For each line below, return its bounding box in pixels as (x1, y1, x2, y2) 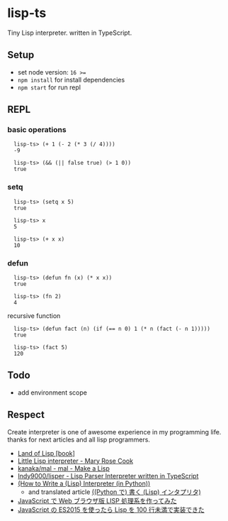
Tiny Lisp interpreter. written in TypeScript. (7, 28, 132, 37)
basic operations (7, 125, 67, 135)
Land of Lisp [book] (17, 449, 76, 457)
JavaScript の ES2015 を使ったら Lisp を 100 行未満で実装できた (17, 505, 205, 514)
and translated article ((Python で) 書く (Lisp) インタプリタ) (28, 488, 201, 496)
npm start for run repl (17, 83, 81, 92)
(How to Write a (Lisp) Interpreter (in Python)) (17, 479, 151, 488)
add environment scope (17, 388, 87, 397)
